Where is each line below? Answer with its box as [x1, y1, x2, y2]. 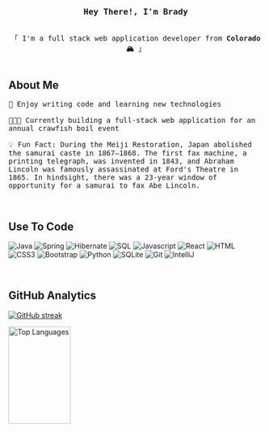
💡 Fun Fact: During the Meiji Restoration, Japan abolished [8, 140, 252, 150]
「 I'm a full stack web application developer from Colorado [11, 34, 261, 43]
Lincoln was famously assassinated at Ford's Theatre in [8, 165, 239, 174]
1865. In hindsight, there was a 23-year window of [8, 173, 218, 182]
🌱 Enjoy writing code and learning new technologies [8, 100, 222, 109]
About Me [8, 78, 59, 91]
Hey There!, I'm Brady [83, 6, 188, 17]
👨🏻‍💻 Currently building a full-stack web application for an [8, 116, 256, 125]
